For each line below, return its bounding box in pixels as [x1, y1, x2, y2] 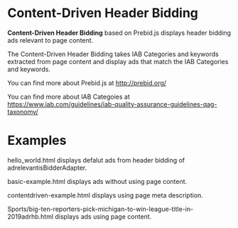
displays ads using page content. [55, 212, 152, 221]
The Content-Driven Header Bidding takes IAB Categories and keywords [7, 50, 219, 58]
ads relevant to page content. [7, 36, 94, 44]
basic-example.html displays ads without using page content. [7, 177, 188, 185]
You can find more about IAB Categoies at [7, 92, 130, 101]
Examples [7, 133, 67, 148]
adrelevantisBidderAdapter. [7, 163, 87, 172]
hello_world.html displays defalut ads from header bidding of [7, 156, 185, 164]
